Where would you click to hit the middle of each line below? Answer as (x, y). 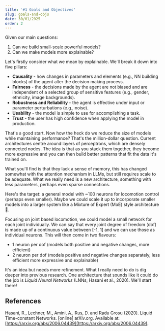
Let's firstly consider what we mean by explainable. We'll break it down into (81, 62)
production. (24, 124)
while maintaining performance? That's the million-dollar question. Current (81, 138)
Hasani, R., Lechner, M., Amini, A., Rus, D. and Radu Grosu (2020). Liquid (79, 313)
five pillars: (16, 67)
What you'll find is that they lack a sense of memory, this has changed (76, 169)
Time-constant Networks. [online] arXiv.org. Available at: (62, 318)
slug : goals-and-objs (27, 14)
